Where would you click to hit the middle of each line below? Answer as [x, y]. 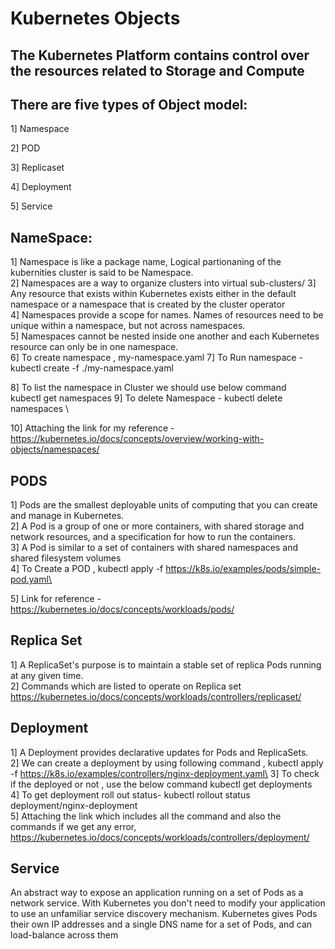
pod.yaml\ [31, 579]
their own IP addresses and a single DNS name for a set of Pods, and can [161, 924]
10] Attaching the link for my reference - [92, 428]
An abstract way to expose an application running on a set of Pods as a [157, 893]
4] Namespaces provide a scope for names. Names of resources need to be [167, 315]
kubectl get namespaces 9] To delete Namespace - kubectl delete [146, 398]
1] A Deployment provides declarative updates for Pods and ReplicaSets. [159, 752]
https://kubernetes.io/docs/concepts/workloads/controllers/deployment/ [160, 837]
